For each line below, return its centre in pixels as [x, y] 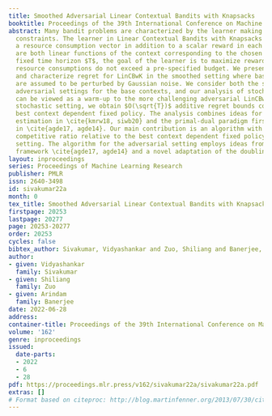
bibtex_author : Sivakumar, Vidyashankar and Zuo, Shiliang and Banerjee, [136, 249]
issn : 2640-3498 [36, 182]
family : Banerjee [45, 302]
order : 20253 [30, 234]
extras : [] [27, 392]
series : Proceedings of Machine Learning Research [96, 167]
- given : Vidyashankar [47, 264]
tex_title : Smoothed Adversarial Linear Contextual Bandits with [121, 204]
